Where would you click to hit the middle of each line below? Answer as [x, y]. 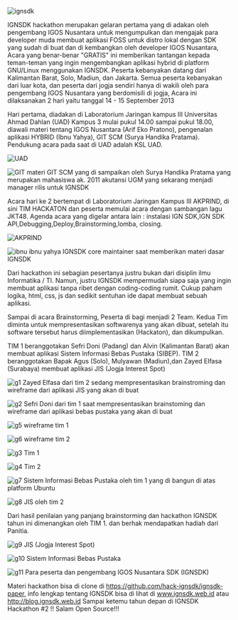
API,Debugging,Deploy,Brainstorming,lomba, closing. [85, 224]
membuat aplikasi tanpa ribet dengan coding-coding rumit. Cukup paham [115, 288]
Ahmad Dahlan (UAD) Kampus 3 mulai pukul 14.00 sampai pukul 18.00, [111, 122]
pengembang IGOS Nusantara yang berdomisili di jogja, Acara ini [102, 93]
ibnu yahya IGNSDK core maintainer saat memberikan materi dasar [127, 252]
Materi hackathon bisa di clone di [56, 586]
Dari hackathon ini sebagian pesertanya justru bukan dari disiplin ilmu [109, 273]
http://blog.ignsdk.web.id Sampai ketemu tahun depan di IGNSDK [103, 601]
